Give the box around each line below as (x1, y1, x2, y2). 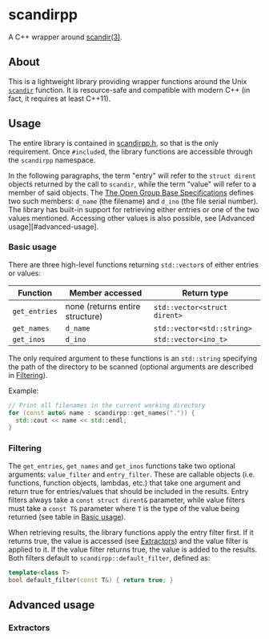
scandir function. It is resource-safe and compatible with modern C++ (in (8, 85, 251, 94)
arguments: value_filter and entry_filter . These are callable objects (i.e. (8, 469, 255, 479)
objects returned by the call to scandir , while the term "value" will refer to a (8, 179, 257, 189)
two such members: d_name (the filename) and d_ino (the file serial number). (8, 196, 259, 206)
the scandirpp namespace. (8, 155, 96, 165)
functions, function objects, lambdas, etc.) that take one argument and (8, 478, 241, 488)
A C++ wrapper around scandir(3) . (8, 32, 122, 42)
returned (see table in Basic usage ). (8, 512, 126, 521)
